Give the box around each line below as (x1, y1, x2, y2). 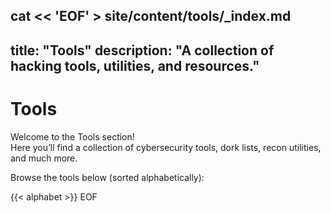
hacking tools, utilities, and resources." (10, 57, 260, 74)
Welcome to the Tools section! (10, 130, 135, 143)
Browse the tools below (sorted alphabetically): (10, 171, 205, 183)
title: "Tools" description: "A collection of (10, 42, 275, 59)
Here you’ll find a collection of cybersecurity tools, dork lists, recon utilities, (10, 141, 322, 153)
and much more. (10, 152, 78, 164)
